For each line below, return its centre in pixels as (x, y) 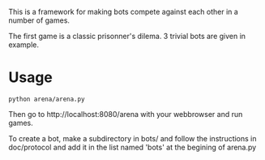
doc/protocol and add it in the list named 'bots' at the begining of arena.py (132, 147)
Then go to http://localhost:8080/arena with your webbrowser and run (126, 114)
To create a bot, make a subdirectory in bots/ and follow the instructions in (132, 138)
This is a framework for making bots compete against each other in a (124, 12)
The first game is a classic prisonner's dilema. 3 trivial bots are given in (127, 36)
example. (24, 45)
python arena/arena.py (47, 99)
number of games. (39, 20)
